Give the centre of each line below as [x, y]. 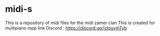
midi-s [19, 9]
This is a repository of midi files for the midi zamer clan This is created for [80, 23]
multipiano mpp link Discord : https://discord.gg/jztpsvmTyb [66, 28]
